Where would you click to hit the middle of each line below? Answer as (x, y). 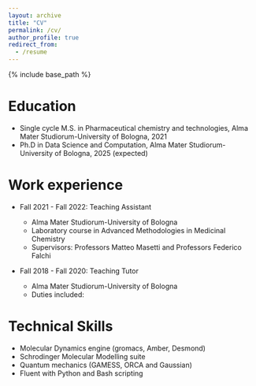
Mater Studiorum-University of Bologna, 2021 (93, 136)
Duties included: (58, 294)
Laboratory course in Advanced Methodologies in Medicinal (128, 230)
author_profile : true (44, 37)
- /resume (31, 52)
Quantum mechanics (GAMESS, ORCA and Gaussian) (106, 365)
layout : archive (35, 15)
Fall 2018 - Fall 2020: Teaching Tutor (79, 271)
